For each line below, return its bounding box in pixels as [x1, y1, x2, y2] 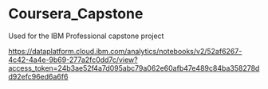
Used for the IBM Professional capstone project [8, 31, 164, 41]
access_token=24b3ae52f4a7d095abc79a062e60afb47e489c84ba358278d [8, 63, 260, 72]
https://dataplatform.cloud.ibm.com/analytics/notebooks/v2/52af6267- [8, 46, 242, 56]
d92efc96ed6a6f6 [8, 72, 69, 81]
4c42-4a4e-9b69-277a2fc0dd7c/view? [8, 55, 138, 64]
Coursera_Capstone [8, 5, 144, 23]
